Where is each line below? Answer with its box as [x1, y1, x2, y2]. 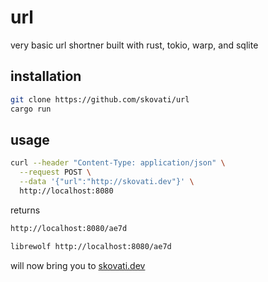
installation [10, 68, 82, 85]
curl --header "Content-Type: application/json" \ [10, 158, 226, 168]
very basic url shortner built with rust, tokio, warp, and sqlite [10, 39, 259, 51]
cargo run [10, 104, 52, 114]
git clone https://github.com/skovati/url [10, 94, 190, 105]
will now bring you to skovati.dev [10, 259, 146, 271]
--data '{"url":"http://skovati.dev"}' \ [19, 177, 195, 187]
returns [10, 204, 41, 216]
